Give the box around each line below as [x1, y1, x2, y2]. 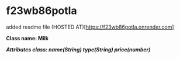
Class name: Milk [6, 34, 49, 41]
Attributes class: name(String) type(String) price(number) [6, 46, 151, 53]
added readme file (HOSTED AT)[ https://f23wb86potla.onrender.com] [6, 23, 174, 30]
